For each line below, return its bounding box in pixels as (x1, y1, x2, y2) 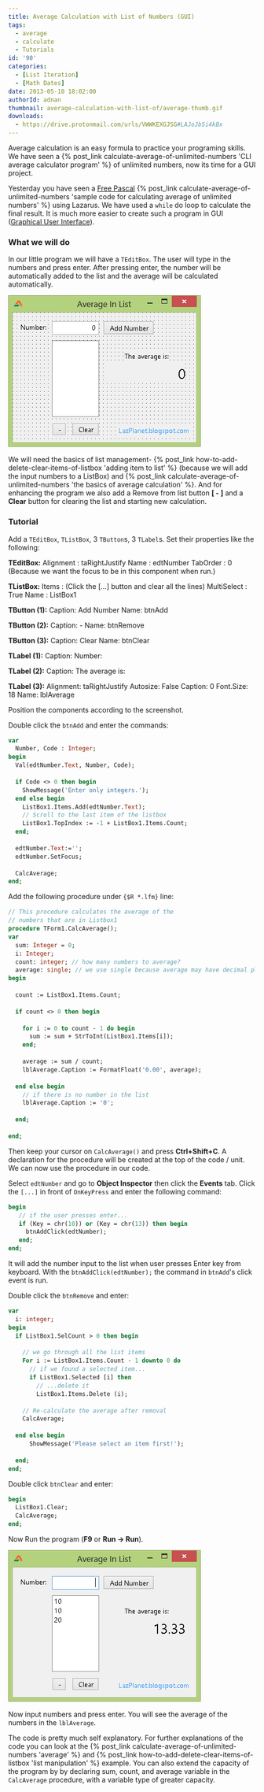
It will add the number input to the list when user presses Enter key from (8, 1259, 241, 1268)
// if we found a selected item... (28, 1365, 146, 1373)
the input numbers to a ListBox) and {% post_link (8, 472, 167, 481)
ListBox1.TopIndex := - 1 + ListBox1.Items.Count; (22, 820, 189, 828)
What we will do (8, 236, 71, 247)
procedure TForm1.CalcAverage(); (8, 925, 118, 933)
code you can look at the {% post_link (8, 1742, 131, 1751)
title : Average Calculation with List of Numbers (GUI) (8, 13, 195, 20)
